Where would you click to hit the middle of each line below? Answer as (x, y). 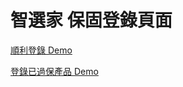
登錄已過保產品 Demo (54, 71)
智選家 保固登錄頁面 (91, 20)
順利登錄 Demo (41, 50)
